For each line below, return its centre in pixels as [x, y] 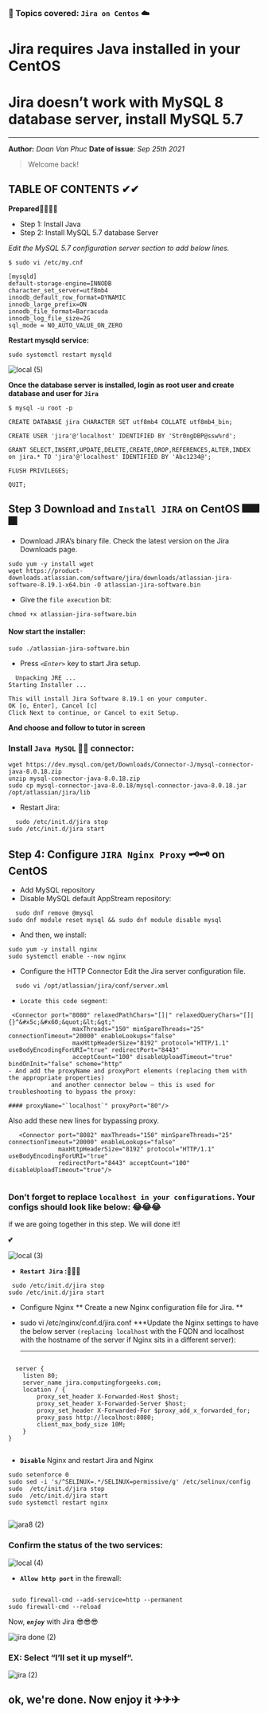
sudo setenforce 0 [39, 1475]
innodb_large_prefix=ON [48, 304]
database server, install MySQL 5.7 [126, 120]
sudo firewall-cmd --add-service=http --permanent [97, 1600]
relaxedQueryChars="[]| [215, 1015]
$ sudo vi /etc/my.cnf [46, 262]
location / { [44, 1390]
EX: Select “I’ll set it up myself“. [71, 1657]
